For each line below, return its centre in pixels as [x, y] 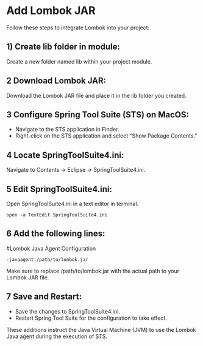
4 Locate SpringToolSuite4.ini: [65, 155]
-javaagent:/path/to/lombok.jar [47, 259]
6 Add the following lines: [56, 234]
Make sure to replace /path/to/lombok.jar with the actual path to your [93, 271]
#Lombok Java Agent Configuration [51, 248]
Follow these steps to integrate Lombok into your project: [78, 28]
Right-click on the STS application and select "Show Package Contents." [106, 136]
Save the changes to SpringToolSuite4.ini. [67, 311]
